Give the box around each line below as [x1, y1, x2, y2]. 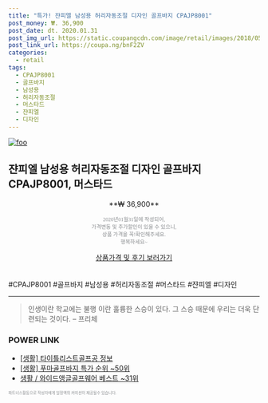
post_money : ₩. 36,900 [8, 19, 84, 27]
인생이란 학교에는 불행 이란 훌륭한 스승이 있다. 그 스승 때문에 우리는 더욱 [27, 304, 251, 314]
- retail [15, 57, 45, 65]
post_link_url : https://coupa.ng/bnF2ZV [8, 41, 145, 49]
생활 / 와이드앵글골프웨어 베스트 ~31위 [19, 373, 140, 383]
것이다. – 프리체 [49, 314, 98, 323]
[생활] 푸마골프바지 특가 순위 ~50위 [19, 363, 130, 373]
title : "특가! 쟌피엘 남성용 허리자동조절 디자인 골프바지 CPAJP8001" [8, 11, 213, 20]
